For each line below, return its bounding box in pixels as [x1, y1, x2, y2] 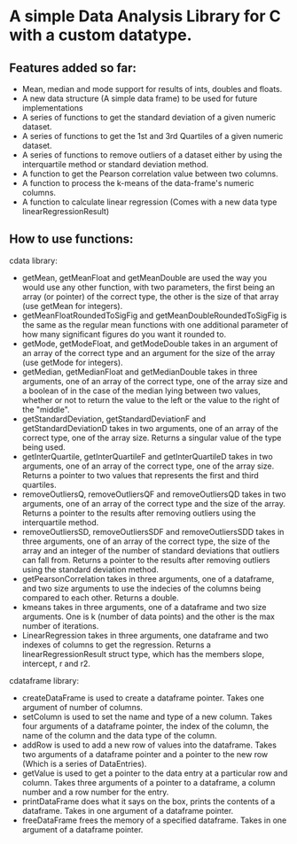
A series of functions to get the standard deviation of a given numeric [21, 112, 277, 122]
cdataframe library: [9, 675, 80, 685]
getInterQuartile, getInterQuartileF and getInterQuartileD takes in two [21, 451, 273, 461]
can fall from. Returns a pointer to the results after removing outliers [21, 554, 270, 565]
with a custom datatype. [9, 25, 192, 45]
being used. [21, 441, 66, 453]
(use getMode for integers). [21, 357, 123, 368]
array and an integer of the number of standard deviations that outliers [21, 545, 280, 555]
